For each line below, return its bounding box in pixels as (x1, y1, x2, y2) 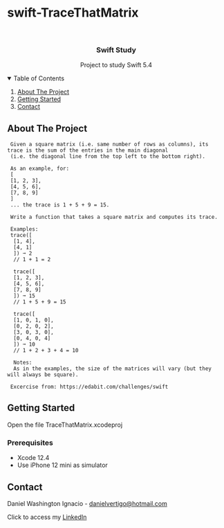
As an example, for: (10, 165, 70, 173)
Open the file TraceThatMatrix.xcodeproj (7, 421, 123, 429)
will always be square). (7, 371, 79, 378)
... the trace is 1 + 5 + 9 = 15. (10, 202, 110, 209)
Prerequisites (7, 438, 53, 448)
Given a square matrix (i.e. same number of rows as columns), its (10, 141, 209, 148)
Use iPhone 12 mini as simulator (17, 461, 109, 469)
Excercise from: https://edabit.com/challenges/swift (10, 383, 169, 391)
